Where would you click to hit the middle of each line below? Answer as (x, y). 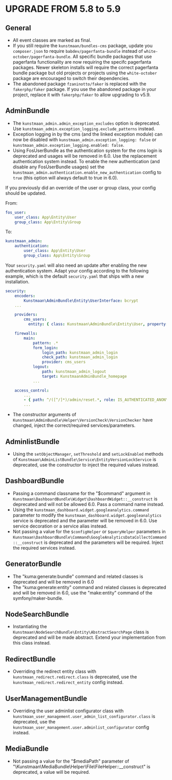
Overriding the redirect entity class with (54, 671)
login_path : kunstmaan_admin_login (80, 353)
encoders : (25, 296)
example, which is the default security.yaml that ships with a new (75, 276)
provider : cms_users (64, 362)
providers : (26, 315)
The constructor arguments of (45, 415)
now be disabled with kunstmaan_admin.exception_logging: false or (84, 140)
